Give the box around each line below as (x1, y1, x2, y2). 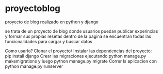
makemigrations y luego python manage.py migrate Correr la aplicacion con (5, 58, 157, 64)
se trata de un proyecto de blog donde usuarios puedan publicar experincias (5, 28, 158, 34)
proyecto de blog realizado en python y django (5, 19, 98, 25)
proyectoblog (5, 3, 61, 14)
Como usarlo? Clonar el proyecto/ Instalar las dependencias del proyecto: (5, 48, 152, 54)
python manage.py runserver (5, 63, 63, 69)
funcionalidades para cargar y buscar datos (5, 38, 93, 44)
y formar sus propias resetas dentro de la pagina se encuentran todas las (5, 33, 151, 39)
